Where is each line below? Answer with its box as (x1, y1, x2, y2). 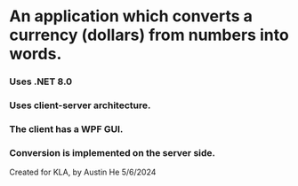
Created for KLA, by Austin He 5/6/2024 (9, 167, 157, 178)
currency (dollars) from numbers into (9, 25, 289, 45)
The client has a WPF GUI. (9, 122, 124, 135)
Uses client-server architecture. (9, 99, 151, 112)
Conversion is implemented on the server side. (9, 146, 216, 159)
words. (9, 44, 62, 64)
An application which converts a (9, 6, 254, 27)
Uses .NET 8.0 (9, 75, 73, 88)
